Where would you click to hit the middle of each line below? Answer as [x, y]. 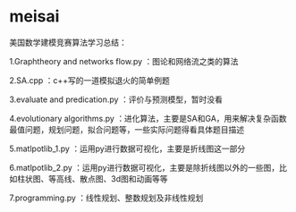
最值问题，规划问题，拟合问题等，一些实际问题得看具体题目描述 [127, 129]
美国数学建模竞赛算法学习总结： [68, 42]
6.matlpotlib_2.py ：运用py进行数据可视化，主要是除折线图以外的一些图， [144, 167]
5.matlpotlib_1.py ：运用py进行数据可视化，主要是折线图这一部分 [127, 148]
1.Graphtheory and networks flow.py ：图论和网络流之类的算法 [124, 61]
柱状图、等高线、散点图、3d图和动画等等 [92, 178]
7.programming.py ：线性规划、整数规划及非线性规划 [106, 198]
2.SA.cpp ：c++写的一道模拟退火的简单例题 [89, 80]
